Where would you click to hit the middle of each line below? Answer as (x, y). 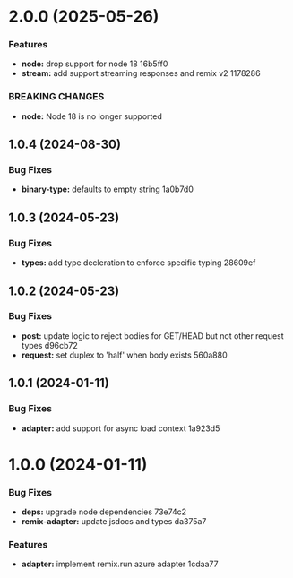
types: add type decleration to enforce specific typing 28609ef (138, 263)
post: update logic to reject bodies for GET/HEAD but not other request (152, 336)
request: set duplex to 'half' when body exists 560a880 (124, 355)
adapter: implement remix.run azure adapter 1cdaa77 (120, 564)
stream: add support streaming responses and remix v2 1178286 (141, 73)
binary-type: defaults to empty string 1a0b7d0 (108, 189)
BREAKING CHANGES (56, 97)
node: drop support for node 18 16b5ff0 (95, 64)
